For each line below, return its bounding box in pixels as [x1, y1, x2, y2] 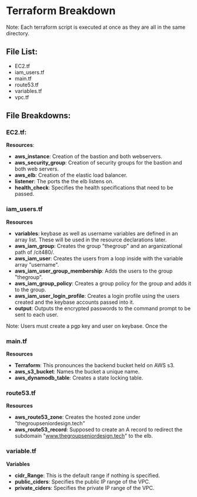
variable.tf [6, 447, 36, 455]
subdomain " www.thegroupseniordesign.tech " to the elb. [14, 432, 153, 439]
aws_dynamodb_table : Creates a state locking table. [14, 374, 143, 381]
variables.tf [14, 87, 42, 95]
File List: [6, 47, 38, 57]
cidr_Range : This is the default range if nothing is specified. [14, 472, 161, 479]
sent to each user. [14, 311, 59, 318]
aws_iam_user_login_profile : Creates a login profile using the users [14, 292, 180, 299]
